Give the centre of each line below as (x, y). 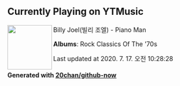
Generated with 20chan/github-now (62, 75)
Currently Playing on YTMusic (75, 12)
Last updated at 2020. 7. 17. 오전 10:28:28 (113, 58)
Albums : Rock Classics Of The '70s (105, 44)
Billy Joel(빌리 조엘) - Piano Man (100, 29)
